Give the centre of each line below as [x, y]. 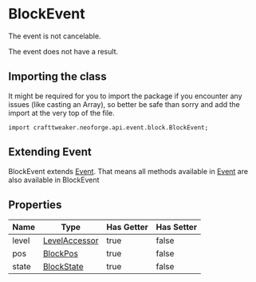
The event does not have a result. [63, 51]
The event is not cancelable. [55, 36]
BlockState [63, 267]
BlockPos [60, 254]
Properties [35, 205]
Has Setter [177, 227]
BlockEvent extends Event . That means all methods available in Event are [128, 171]
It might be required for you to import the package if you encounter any [125, 96]
